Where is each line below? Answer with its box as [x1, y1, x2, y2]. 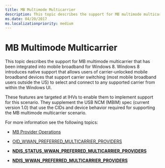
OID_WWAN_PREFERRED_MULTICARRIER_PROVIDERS [12, 138, 122, 144]
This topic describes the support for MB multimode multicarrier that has [5, 59, 151, 65]
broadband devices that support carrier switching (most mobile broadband [5, 74, 157, 80]
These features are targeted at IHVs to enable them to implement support [5, 94, 153, 100]
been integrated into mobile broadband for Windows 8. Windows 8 [5, 64, 140, 69]
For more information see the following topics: [5, 119, 98, 126]
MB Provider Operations [12, 129, 61, 135]
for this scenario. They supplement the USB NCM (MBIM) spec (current [5, 100, 150, 105]
